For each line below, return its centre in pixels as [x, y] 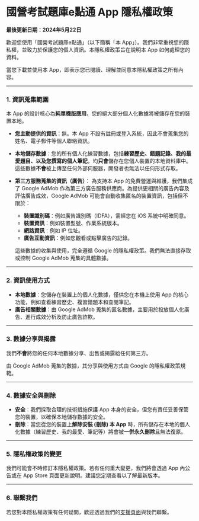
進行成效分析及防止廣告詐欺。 [62, 317]
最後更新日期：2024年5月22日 [44, 30]
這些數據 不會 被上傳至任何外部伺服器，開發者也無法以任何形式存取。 [98, 168]
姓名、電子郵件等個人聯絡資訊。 [54, 141]
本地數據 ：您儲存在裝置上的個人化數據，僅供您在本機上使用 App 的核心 [102, 295]
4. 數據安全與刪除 [31, 395]
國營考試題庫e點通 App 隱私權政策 [90, 12]
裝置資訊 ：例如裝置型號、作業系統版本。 [73, 223]
